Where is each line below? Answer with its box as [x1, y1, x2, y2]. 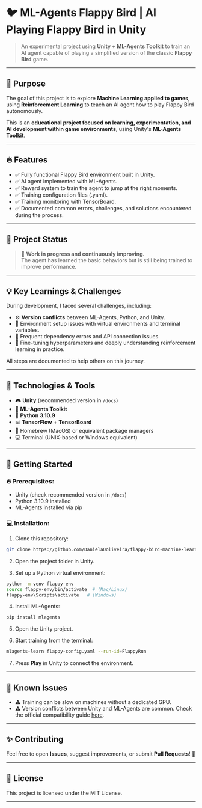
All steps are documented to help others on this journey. [6, 357, 145, 365]
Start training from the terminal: [14, 637, 93, 644]
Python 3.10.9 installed [14, 497, 71, 504]
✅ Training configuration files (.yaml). [14, 191, 108, 198]
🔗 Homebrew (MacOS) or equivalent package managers [14, 427, 154, 434]
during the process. [14, 211, 64, 218]
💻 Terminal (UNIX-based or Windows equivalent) [14, 434, 138, 441]
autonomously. [6, 107, 43, 114]
